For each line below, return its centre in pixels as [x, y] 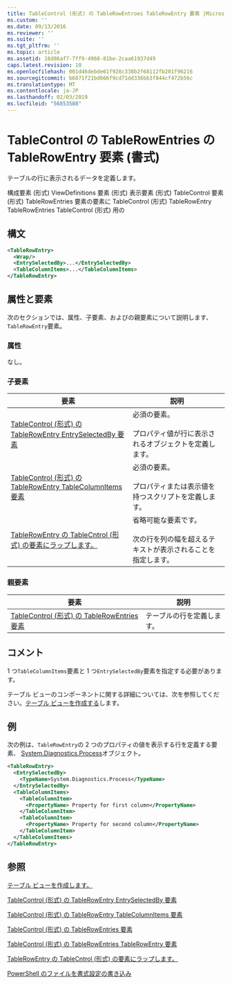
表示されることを [188, 550]
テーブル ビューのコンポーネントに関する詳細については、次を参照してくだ [113, 694]
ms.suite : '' [26, 39]
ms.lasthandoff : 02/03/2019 [48, 98]
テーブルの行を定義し [180, 616]
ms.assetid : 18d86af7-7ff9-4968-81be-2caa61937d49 [81, 59]
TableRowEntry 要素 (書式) [84, 158]
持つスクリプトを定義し [171, 497]
